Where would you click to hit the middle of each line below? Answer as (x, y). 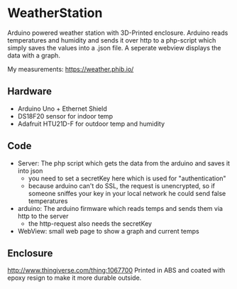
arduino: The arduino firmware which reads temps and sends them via (120, 208)
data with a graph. (34, 55)
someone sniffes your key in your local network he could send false (127, 193)
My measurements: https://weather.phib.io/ (71, 69)
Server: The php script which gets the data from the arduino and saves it (124, 163)
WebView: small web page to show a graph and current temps (109, 231)
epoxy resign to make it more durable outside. (75, 278)
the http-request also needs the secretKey (90, 223)
